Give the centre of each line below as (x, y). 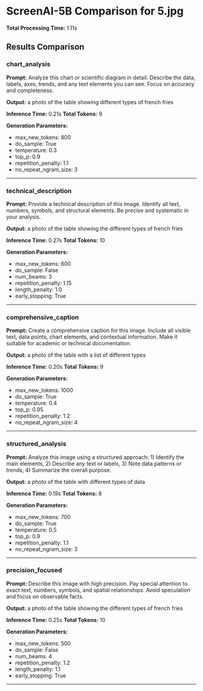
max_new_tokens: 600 (43, 263)
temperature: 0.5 (36, 530)
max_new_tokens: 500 (43, 643)
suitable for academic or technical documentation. (69, 343)
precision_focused (34, 570)
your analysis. (24, 217)
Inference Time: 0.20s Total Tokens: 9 (55, 367)
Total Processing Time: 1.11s (42, 28)
